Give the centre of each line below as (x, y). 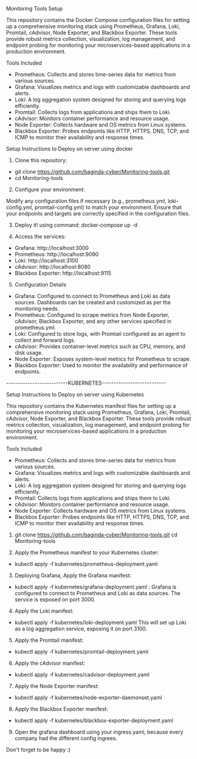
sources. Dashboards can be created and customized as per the (93, 302)
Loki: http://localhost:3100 (46, 260)
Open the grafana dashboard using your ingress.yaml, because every (99, 732)
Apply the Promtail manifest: (49, 640)
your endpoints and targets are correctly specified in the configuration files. (98, 213)
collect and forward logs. (45, 340)
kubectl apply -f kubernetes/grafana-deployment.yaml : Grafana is (96, 587)
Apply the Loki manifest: (44, 611)
